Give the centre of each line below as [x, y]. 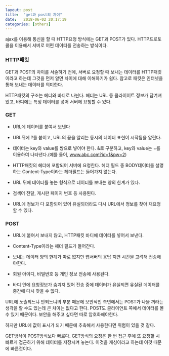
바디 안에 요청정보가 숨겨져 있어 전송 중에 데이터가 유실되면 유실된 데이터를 [86, 285]
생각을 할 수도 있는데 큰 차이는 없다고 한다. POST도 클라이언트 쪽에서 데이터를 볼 [85, 308]
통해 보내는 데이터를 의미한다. [34, 85]
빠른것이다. [22, 349]
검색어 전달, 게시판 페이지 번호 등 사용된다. [54, 193]
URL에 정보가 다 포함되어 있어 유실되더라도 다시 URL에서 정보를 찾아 [80, 204]
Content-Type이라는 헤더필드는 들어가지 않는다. [70, 171]
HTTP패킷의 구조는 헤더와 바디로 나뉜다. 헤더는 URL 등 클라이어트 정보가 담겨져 [83, 95]
